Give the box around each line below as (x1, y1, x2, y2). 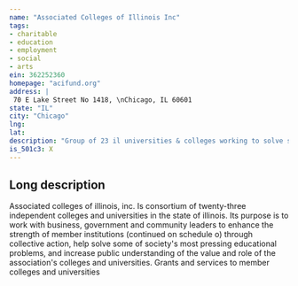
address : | (9, 87, 50, 96)
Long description (9, 178, 106, 193)
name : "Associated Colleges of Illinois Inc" (9, 12, 180, 22)
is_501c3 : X (9, 144, 53, 153)
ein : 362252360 (9, 71, 66, 80)
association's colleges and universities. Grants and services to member (9, 258, 271, 268)
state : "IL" (9, 104, 53, 112)
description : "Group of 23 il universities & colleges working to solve (9, 136, 284, 145)
